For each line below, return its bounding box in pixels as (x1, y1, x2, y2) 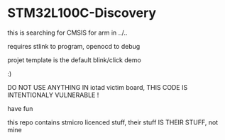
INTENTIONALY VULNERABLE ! (7, 91, 99, 99)
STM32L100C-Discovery (7, 5, 157, 21)
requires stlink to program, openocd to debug (7, 42, 141, 50)
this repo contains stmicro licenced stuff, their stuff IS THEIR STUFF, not (7, 118, 219, 127)
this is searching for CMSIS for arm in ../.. (7, 28, 128, 37)
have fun (7, 104, 33, 112)
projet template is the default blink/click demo (7, 55, 142, 64)
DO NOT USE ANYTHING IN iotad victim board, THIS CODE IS (7, 83, 188, 91)
